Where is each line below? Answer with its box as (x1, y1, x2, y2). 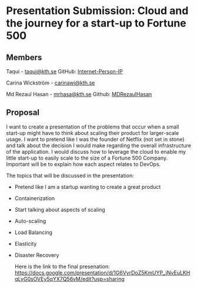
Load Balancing (14, 229, 53, 236)
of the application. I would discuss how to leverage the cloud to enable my (6, 148, 186, 155)
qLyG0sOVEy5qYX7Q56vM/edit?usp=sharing (14, 275, 125, 282)
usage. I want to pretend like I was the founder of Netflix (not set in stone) (6, 135, 185, 143)
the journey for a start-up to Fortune (6, 16, 186, 30)
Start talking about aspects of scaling (14, 206, 105, 213)
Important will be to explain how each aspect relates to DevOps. (6, 160, 161, 168)
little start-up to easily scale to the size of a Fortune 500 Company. (6, 154, 168, 161)
